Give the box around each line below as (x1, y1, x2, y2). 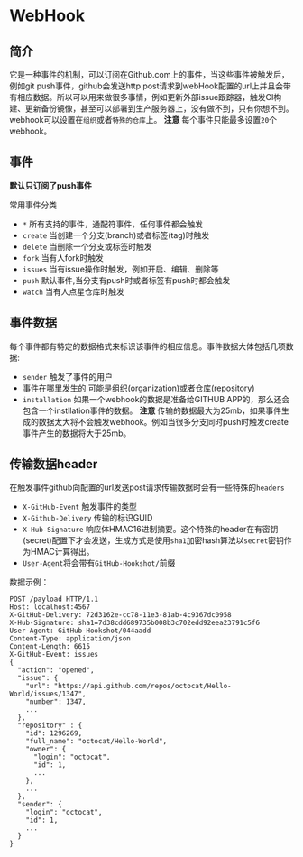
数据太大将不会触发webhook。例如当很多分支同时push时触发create (38, 416, 289, 427)
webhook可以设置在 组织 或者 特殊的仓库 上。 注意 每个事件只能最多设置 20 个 (9, 115, 278, 124)
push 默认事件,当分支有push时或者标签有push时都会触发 (22, 274, 231, 285)
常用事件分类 (9, 199, 57, 210)
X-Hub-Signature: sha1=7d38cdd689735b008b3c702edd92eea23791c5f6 (9, 619, 260, 628)
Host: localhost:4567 (9, 603, 91, 612)
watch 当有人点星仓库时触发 (22, 286, 124, 297)
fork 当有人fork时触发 (22, 252, 104, 263)
